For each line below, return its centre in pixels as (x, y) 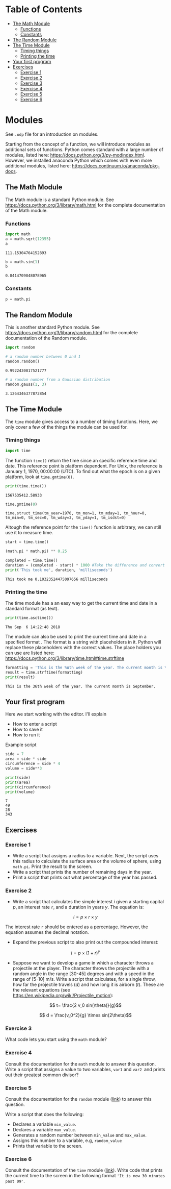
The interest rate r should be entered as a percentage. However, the (77, 927)
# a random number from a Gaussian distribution (58, 379)
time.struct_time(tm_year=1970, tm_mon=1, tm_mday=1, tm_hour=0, (76, 513)
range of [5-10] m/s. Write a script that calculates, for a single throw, (84, 979)
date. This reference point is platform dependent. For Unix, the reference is (84, 466)
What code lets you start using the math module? (56, 1039)
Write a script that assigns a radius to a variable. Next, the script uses (85, 856)
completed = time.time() (32, 561)
